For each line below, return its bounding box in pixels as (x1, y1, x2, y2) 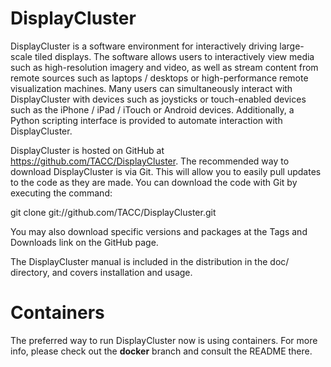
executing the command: (10, 187, 113, 199)
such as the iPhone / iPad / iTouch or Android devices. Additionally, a (10, 103, 295, 116)
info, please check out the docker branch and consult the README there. (10, 345, 313, 357)
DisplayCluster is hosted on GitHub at (10, 144, 165, 156)
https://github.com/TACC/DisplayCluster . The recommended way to (10, 155, 290, 167)
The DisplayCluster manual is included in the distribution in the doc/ (10, 255, 290, 267)
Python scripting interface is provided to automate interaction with (10, 114, 283, 126)
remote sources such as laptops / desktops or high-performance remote (10, 72, 309, 84)
